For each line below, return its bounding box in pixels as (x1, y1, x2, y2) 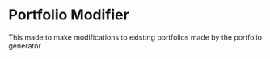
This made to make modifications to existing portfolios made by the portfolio (8, 32, 263, 42)
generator (8, 40, 42, 50)
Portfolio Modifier (8, 6, 129, 24)
